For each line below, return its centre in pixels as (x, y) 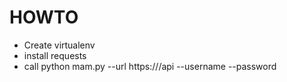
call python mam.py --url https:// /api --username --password (150, 66)
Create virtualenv (59, 45)
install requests (55, 55)
